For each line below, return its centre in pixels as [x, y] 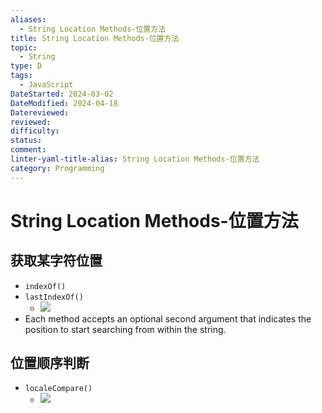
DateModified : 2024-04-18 [64, 103]
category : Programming [57, 168]
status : [26, 141]
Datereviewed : [40, 112]
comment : [28, 150]
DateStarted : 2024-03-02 [62, 94]
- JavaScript [46, 85]
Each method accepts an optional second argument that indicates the [168, 318]
